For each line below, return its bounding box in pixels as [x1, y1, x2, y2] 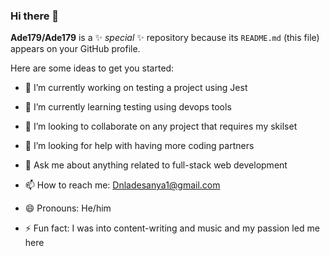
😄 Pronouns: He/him [24, 202, 112, 214]
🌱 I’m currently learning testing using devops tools [24, 101, 232, 113]
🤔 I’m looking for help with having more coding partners [24, 140, 255, 152]
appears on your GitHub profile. [10, 43, 141, 55]
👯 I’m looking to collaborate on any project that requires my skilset [24, 120, 298, 133]
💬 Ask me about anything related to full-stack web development [24, 159, 288, 171]
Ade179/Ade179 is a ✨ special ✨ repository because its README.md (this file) [10, 32, 320, 44]
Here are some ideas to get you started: [10, 62, 175, 74]
